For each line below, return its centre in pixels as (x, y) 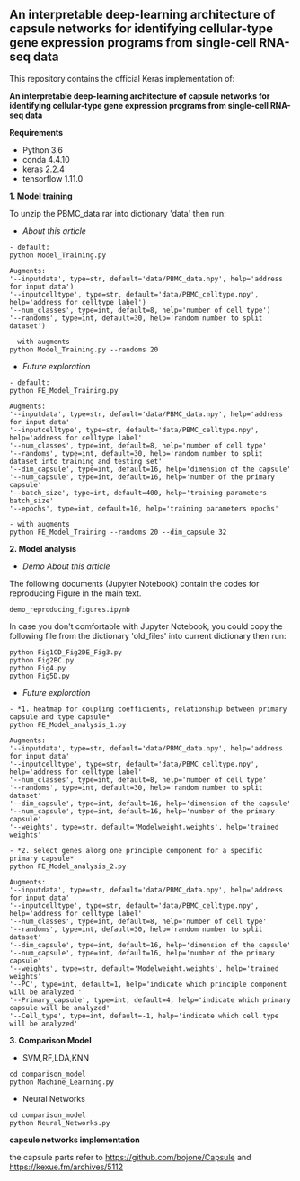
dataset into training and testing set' (86, 461)
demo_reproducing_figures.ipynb (70, 609)
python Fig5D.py (40, 676)
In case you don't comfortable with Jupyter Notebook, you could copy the (146, 626)
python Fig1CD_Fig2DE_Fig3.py (66, 652)
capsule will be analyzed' (60, 1008)
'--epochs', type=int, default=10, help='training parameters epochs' (144, 508)
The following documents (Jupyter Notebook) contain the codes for (134, 583)
